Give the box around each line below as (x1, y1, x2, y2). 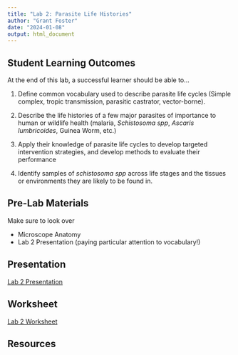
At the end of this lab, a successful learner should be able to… (7, 76, 190, 84)
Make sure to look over (7, 216, 75, 225)
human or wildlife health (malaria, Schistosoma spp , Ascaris (17, 119, 195, 127)
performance (17, 155, 57, 164)
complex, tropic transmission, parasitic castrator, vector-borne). (17, 97, 205, 106)
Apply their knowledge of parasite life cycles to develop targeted (17, 140, 208, 149)
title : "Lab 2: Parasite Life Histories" (7, 10, 133, 18)
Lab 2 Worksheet (7, 317, 58, 326)
